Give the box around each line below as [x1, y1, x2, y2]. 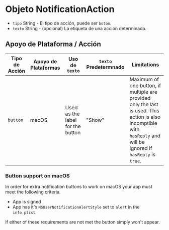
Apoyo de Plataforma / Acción [5, 40, 102, 49]
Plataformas [30, 64, 60, 71]
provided [129, 94, 151, 101]
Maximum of [129, 76, 159, 83]
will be [129, 138, 145, 145]
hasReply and [129, 132, 161, 139]
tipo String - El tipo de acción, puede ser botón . [12, 20, 112, 26]
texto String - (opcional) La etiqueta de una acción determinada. [12, 25, 147, 31]
